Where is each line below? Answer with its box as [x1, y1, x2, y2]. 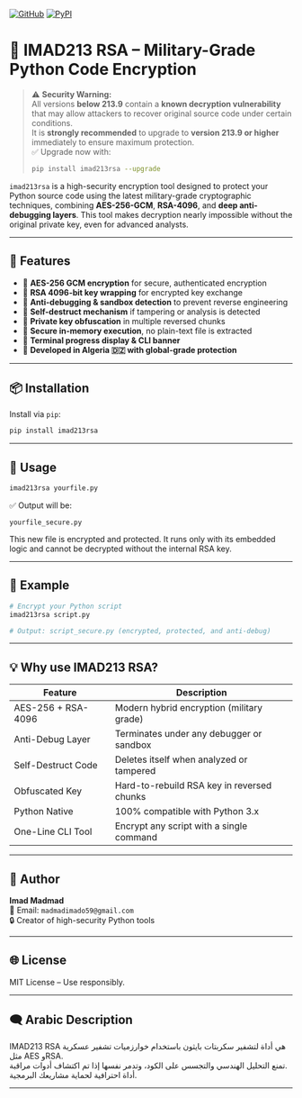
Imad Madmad [9, 895, 65, 906]
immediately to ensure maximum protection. [31, 136, 195, 148]
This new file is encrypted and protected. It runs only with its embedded [9, 534, 276, 544]
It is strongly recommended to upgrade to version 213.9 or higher [31, 127, 280, 138]
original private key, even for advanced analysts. [9, 219, 189, 230]
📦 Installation [9, 381, 90, 396]
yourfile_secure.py [9, 518, 83, 527]
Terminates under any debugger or [114, 728, 262, 740]
